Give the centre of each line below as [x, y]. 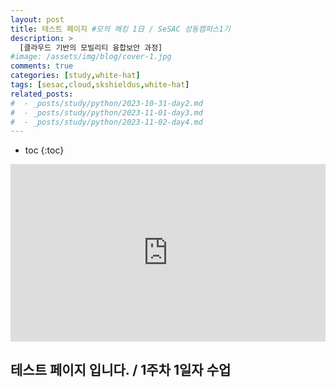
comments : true [42, 66]
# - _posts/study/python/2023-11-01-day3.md [106, 112]
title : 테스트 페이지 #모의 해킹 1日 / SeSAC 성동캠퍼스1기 [120, 29]
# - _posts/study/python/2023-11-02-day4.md [106, 122]
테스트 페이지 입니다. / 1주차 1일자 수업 [121, 370]
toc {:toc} [44, 150]
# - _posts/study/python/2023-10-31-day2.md [106, 103]
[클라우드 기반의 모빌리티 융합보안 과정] [91, 47]
